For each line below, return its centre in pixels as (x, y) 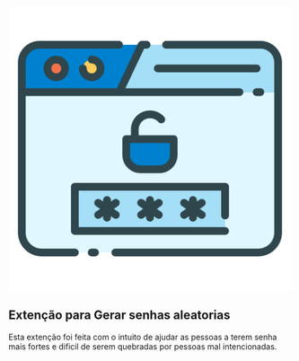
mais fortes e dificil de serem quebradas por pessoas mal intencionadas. (143, 346)
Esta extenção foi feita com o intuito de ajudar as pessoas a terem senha (143, 337)
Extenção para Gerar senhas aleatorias (119, 316)
